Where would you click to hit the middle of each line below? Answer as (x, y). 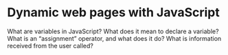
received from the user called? (50, 45)
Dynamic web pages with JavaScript (113, 13)
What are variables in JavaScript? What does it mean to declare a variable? (113, 31)
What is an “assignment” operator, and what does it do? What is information (114, 38)
